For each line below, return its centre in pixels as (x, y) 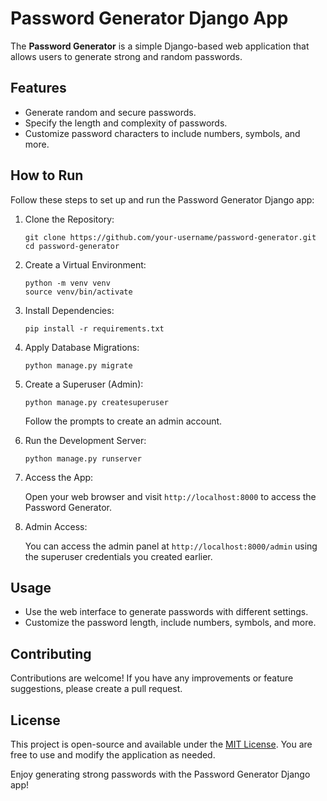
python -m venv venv (67, 283)
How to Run (47, 175)
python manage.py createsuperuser (96, 402)
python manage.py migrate (78, 365)
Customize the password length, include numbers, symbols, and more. (170, 623)
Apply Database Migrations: (82, 347)
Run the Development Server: (85, 440)
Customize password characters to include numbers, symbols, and (162, 133)
